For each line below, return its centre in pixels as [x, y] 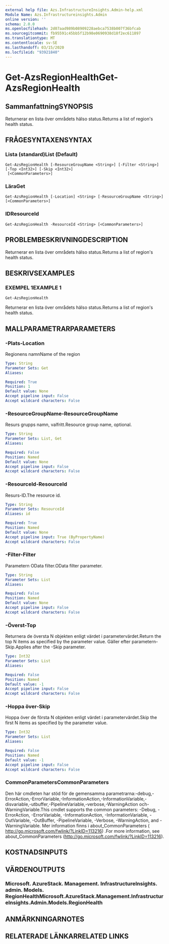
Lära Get [15, 186]
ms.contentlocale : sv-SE [31, 43]
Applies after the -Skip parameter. [51, 647]
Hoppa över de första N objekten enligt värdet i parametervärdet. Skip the [81, 718]
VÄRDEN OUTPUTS [35, 869]
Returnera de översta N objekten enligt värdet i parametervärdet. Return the [83, 636]
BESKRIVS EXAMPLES [40, 273]
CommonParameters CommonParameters [57, 782]
